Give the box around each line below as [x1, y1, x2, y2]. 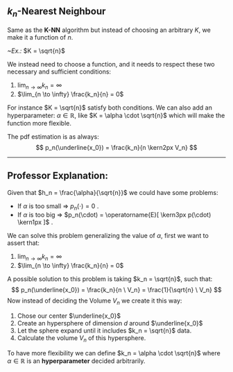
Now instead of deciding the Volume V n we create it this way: [7, 296, 182, 306]
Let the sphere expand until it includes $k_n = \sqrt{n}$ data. [17, 326, 192, 335]
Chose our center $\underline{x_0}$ [17, 312, 121, 320]
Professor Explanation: [7, 170, 109, 182]
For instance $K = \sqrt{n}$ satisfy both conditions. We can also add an [7, 103, 213, 112]
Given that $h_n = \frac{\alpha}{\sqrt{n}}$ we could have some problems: [7, 188, 218, 196]
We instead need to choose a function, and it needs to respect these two [7, 60, 215, 68]
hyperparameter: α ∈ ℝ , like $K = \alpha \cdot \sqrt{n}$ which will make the [7, 111, 225, 119]
